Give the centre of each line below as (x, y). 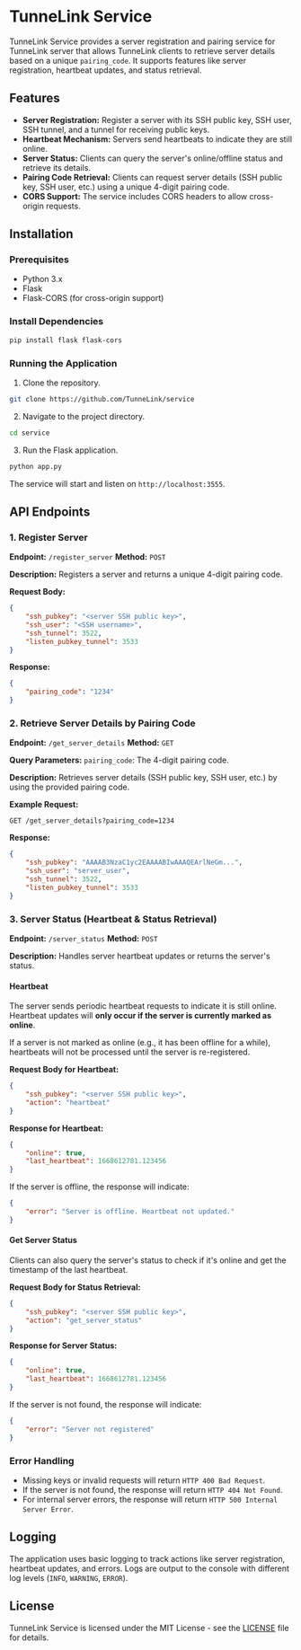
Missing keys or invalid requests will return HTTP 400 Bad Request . (144, 1480)
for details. (29, 1637)
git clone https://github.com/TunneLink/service (102, 399)
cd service (30, 433)
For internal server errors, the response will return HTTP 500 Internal (150, 1499)
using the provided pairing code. (70, 787)
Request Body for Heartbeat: (64, 1070)
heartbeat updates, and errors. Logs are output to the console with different (150, 1568)
